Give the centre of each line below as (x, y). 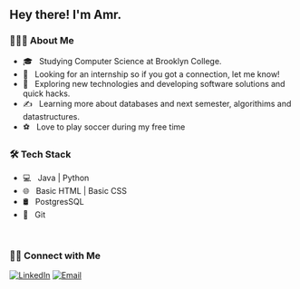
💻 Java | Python (56, 178)
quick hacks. (46, 93)
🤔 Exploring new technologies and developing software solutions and (154, 83)
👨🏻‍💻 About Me (42, 41)
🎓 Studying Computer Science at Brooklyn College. (122, 61)
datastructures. (51, 116)
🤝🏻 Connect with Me (55, 255)
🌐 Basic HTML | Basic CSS (75, 190)
